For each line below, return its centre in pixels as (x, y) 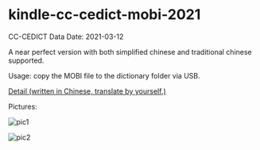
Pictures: (23, 106)
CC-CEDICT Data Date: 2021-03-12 (66, 37)
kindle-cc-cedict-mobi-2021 (105, 15)
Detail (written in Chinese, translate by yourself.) (87, 91)
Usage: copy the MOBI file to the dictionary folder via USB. (104, 75)
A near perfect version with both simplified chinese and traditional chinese (130, 52)
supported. (26, 60)
